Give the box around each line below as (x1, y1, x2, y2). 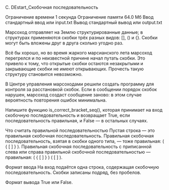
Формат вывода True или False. (5, 179, 73, 185)
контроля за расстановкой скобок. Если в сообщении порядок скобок (5, 86, 157, 92)
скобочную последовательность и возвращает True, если (5, 112, 130, 118)
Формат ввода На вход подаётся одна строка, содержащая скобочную (5, 164, 159, 170)
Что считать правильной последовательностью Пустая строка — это (5, 127, 155, 133)
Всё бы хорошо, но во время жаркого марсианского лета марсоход (5, 50, 152, 56)
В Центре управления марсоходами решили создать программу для (5, 81, 154, 87)
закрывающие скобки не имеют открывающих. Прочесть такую (5, 66, 144, 72)
